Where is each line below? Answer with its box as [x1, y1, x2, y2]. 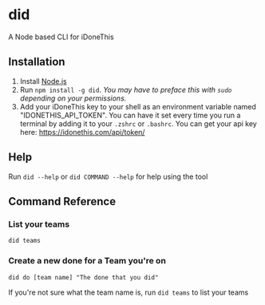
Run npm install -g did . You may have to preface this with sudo [19, 85, 232, 94]
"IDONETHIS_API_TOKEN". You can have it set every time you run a [19, 110, 241, 120]
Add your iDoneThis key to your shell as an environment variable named [19, 101, 257, 111]
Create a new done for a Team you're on [8, 255, 166, 267]
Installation [8, 55, 65, 69]
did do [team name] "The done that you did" [8, 273, 159, 281]
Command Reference [8, 194, 117, 208]
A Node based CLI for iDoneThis [8, 32, 114, 42]
